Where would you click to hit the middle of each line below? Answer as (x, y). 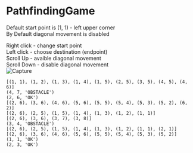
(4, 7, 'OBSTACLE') (30, 92)
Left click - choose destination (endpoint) (57, 51)
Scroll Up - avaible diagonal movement (54, 58)
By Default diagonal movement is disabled (58, 33)
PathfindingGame (51, 11)
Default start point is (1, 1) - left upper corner (61, 27)
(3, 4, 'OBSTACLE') (30, 124)
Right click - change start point (44, 45)
